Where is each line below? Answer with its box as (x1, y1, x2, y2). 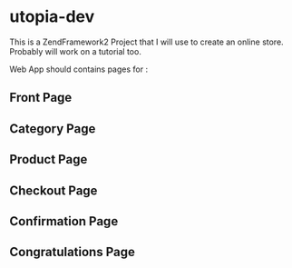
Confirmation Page (9, 213, 119, 229)
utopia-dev (9, 6, 95, 27)
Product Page (9, 152, 88, 167)
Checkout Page (9, 183, 98, 198)
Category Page (9, 121, 96, 136)
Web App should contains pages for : (9, 64, 148, 74)
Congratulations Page (9, 244, 136, 260)
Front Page (9, 90, 73, 105)
